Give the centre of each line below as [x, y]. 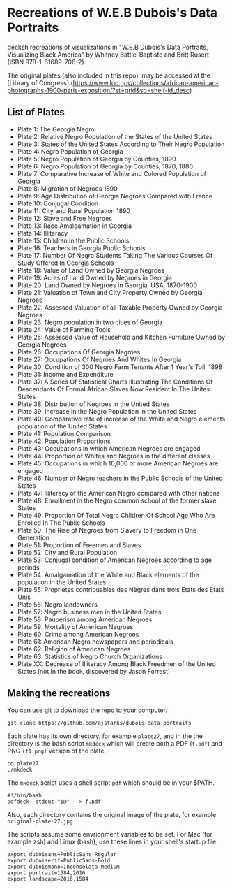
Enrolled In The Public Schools [61, 523]
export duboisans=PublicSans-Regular [62, 854]
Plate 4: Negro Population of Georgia [70, 151]
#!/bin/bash [24, 795]
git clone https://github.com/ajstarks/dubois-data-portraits [99, 723]
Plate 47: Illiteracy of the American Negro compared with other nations [118, 493]
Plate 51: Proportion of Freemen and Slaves [79, 545]
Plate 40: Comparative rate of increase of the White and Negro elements [121, 419]
